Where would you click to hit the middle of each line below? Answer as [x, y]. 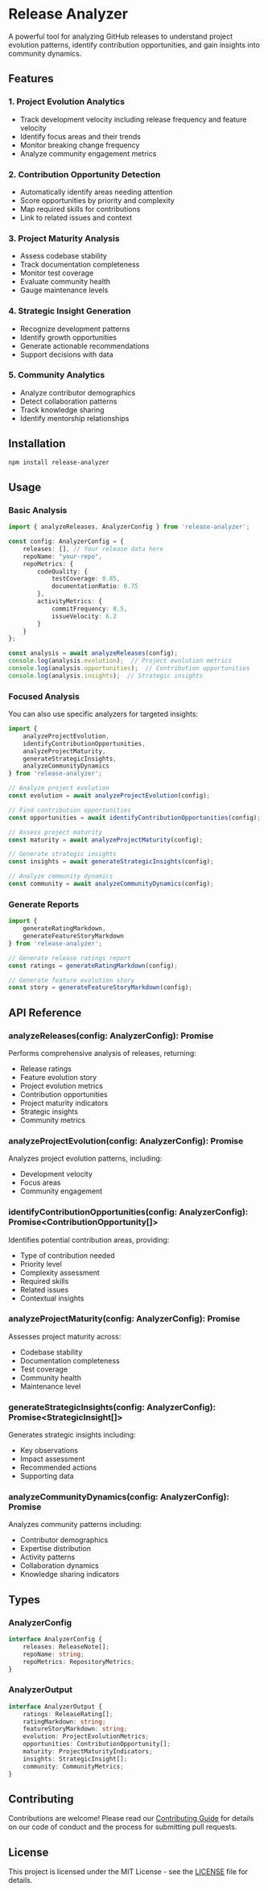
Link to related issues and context [76, 217]
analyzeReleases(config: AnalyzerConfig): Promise [111, 1036]
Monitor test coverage [57, 273]
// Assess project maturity [56, 832]
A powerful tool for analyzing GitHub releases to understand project [121, 36]
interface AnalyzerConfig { [56, 1640]
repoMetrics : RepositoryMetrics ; [79, 1661]
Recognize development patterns [75, 329]
